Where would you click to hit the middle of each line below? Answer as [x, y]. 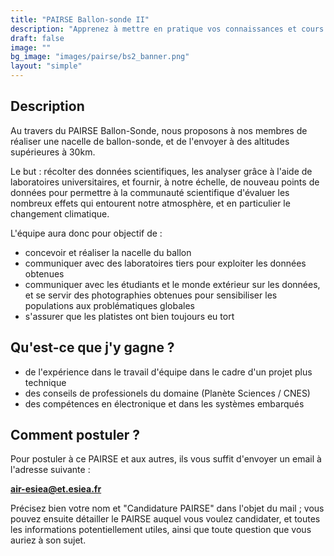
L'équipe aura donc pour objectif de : [86, 233]
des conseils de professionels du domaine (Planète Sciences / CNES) [167, 393]
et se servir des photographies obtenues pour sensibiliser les [151, 295]
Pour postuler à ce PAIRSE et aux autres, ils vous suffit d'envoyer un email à [166, 459]
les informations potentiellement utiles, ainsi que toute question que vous [161, 530]
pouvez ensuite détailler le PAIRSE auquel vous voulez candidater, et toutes [165, 519]
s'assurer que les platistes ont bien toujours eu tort [129, 316]
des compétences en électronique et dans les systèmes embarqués [164, 403]
